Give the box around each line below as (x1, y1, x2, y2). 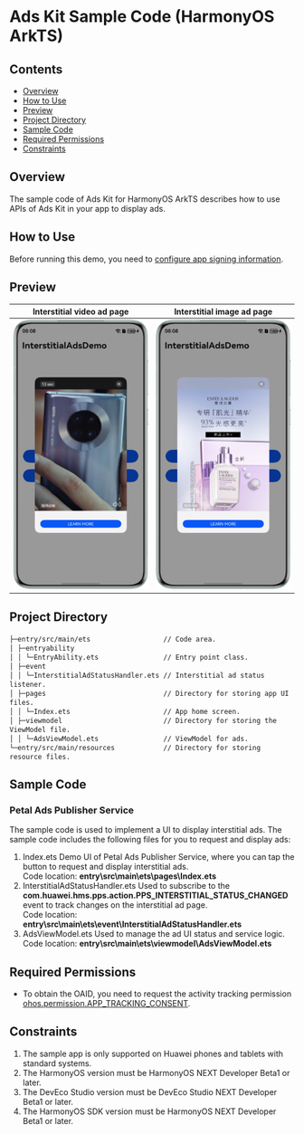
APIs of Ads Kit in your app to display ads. (9, 203, 166, 214)
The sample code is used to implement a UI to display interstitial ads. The (9, 824, 282, 835)
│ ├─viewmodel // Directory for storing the (9, 716, 278, 725)
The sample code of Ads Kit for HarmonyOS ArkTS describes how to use (9, 193, 280, 205)
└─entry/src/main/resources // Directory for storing (9, 743, 261, 752)
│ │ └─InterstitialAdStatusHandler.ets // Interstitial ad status (9, 671, 265, 680)
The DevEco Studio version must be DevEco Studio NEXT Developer (22, 1086, 278, 1097)
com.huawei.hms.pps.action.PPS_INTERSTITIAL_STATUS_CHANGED (22, 890, 289, 901)
